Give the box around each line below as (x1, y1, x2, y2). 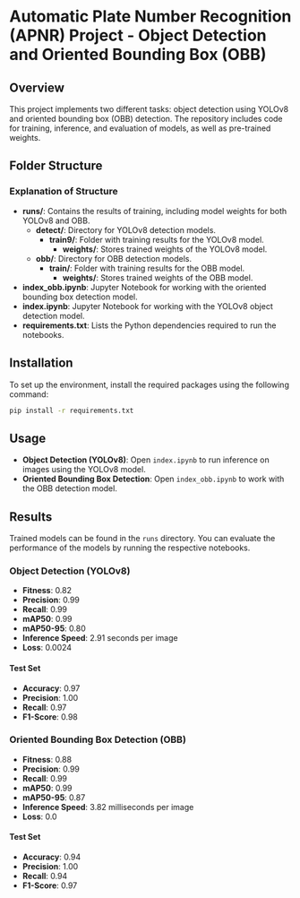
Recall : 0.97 (21, 702, 67, 712)
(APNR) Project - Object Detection (9, 25, 267, 46)
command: (9, 388, 49, 400)
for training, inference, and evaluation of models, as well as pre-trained (9, 123, 271, 134)
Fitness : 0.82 (21, 585, 73, 596)
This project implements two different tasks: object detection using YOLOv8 (9, 104, 289, 114)
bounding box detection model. (21, 291, 139, 302)
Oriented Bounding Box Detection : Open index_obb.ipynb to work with (21, 473, 285, 485)
